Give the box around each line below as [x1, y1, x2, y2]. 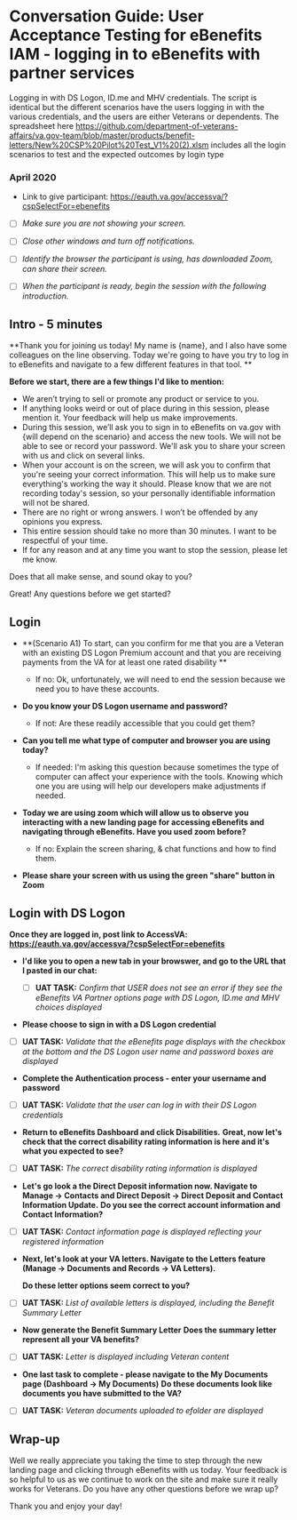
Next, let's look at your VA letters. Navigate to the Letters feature [21, 1253, 266, 1264]
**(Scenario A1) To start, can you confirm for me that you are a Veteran [21, 638, 284, 649]
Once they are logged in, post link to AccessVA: [9, 929, 188, 940]
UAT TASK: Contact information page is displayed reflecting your [21, 1227, 262, 1237]
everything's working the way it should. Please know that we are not [21, 478, 272, 490]
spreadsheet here [9, 120, 74, 131]
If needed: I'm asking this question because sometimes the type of [35, 762, 279, 772]
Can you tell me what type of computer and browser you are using [21, 735, 270, 746]
